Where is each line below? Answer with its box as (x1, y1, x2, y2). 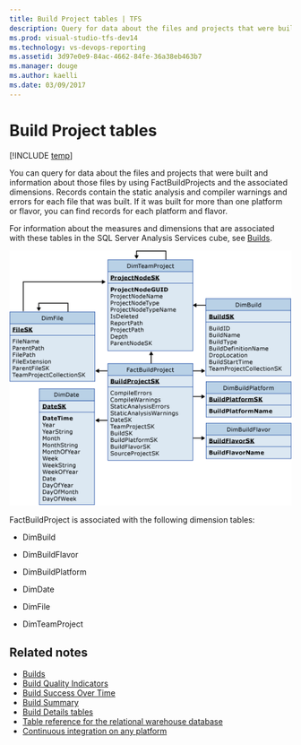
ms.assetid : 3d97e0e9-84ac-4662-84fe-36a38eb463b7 (9, 52, 202, 62)
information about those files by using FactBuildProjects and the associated (9, 177, 288, 187)
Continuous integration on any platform (21, 726, 168, 736)
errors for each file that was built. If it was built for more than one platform (9, 195, 283, 206)
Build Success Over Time (21, 688, 116, 698)
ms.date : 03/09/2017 (9, 81, 87, 90)
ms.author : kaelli (9, 72, 78, 81)
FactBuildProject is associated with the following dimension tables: (9, 515, 255, 525)
